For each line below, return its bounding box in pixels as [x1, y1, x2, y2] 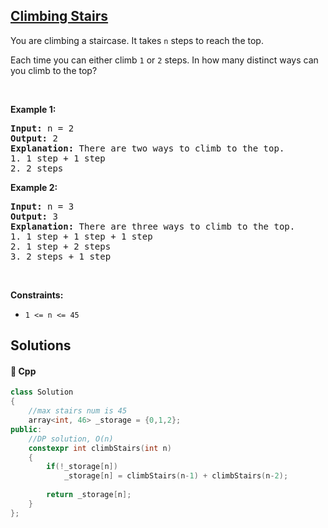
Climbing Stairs [10, 8, 109, 25]
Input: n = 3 [10, 200, 75, 212]
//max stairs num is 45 [28, 406, 128, 416]
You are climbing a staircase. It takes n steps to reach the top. [10, 34, 264, 46]
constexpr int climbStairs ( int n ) [28, 443, 172, 453]
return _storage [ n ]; [46, 490, 132, 500]
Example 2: [10, 181, 58, 193]
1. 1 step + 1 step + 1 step [10, 230, 153, 242]
